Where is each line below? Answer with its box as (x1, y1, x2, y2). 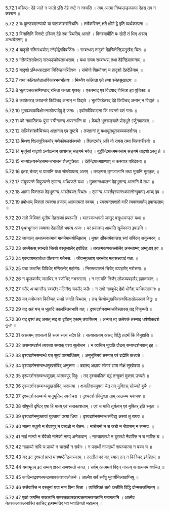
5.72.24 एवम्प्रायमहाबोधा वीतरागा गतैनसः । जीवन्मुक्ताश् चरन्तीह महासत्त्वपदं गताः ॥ (5, 255, 138, 261)
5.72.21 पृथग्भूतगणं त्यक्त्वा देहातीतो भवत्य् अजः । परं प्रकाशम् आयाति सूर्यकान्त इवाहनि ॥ (5, 225, 148, 231)
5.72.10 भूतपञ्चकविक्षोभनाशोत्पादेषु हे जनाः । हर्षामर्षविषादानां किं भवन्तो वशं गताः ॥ (5, 108, 137, 114)
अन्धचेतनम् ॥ (5, 37, 27, 43)
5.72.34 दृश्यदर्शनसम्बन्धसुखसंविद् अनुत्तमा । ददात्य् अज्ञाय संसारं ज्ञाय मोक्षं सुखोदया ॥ (5, 363, 144, 368)
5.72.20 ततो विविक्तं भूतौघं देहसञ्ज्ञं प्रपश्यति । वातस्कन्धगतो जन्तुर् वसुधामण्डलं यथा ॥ (5, 215, 145, 221)
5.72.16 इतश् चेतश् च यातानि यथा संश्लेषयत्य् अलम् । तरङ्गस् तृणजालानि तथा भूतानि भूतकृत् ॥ (5, 168, 159, 175)
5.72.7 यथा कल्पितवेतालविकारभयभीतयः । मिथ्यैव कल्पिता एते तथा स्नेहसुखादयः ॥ (5, 77, 137, 83)
